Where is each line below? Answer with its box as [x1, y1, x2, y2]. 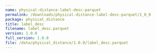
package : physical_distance [5, 17, 65, 22]
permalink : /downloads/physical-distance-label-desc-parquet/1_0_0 [5, 12, 151, 17]
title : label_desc [5, 21, 44, 27]
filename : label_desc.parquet [5, 26, 70, 31]
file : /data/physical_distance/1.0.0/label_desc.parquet [5, 40, 129, 45]
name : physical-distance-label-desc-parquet [5, 7, 101, 13]
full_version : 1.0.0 [5, 36, 49, 41]
